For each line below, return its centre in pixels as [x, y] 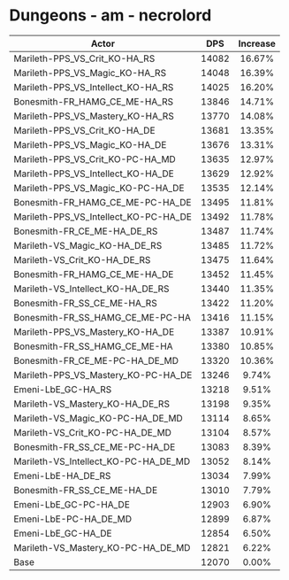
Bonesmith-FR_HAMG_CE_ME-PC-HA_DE [103, 202]
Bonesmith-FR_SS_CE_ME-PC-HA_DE [95, 446]
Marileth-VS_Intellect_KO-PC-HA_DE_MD [102, 461]
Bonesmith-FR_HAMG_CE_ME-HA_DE [94, 274]
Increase [257, 43]
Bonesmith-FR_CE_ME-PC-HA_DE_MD [96, 360]
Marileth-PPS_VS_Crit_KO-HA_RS [84, 58]
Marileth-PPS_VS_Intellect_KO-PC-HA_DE [103, 216]
